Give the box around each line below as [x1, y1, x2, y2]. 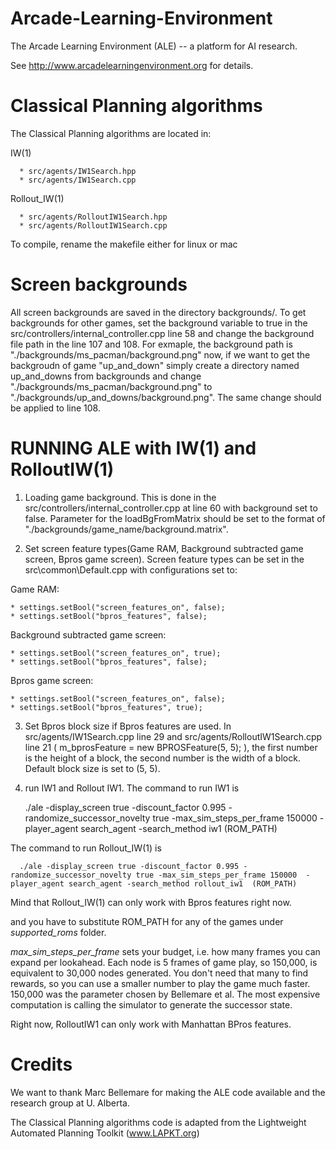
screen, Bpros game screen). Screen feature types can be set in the [24, 553, 305, 565]
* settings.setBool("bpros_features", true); [10, 702, 203, 712]
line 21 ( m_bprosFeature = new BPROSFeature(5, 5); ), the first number [24, 741, 318, 753]
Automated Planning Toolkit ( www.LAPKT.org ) [10, 1127, 200, 1139]
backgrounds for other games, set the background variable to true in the [10, 317, 308, 329]
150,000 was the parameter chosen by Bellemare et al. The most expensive [10, 988, 321, 1000]
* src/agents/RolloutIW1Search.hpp [19, 212, 168, 222]
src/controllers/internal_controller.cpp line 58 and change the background [10, 327, 315, 339]
